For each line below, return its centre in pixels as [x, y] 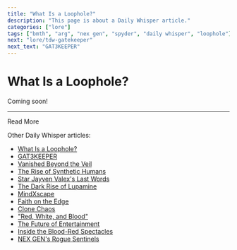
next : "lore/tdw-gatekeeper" [50, 40]
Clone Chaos [36, 208]
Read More [23, 121]
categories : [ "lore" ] [39, 27]
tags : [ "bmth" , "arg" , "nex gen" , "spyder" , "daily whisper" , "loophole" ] [120, 34]
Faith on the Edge [43, 201]
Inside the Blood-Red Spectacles [65, 231]
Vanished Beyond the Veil [55, 164]
